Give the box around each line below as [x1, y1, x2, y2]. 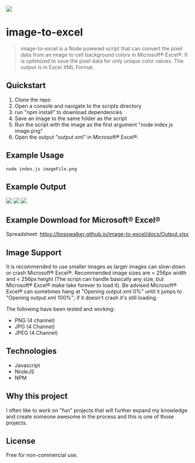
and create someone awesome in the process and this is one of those [6, 413, 175, 420]
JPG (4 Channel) [14, 323, 55, 330]
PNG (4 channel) [14, 317, 56, 324]
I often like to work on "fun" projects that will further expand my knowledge [6, 407, 188, 414]
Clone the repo [14, 96, 51, 103]
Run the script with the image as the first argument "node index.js [14, 121, 173, 128]
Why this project [6, 391, 68, 401]
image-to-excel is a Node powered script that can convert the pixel [20, 44, 183, 52]
